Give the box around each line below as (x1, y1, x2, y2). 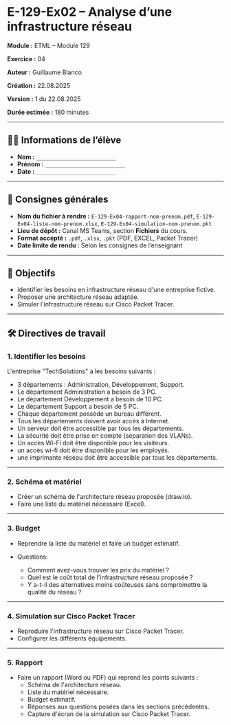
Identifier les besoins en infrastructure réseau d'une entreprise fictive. (16, 286, 216, 294)
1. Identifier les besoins (7, 351, 86, 361)
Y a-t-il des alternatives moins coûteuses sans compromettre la (27, 580, 208, 588)
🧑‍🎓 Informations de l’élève (7, 135, 122, 146)
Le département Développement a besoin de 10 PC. (16, 395, 164, 403)
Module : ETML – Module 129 (7, 41, 91, 49)
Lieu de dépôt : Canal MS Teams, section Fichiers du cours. (16, 226, 188, 234)
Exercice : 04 (7, 54, 46, 63)
